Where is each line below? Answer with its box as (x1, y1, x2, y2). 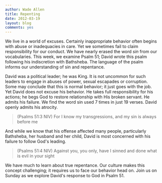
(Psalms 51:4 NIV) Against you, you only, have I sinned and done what (17, 148, 157, 154)
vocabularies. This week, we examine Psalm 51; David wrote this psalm (5, 54, 147, 60)
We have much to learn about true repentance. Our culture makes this (5, 163, 145, 168)
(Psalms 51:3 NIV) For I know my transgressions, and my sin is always (17, 114, 157, 120)
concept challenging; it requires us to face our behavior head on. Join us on (5, 168, 157, 173)
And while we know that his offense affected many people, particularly (5, 128, 146, 134)
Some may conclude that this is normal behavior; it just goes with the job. (5, 84, 152, 90)
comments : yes (5, 25, 34, 30)
